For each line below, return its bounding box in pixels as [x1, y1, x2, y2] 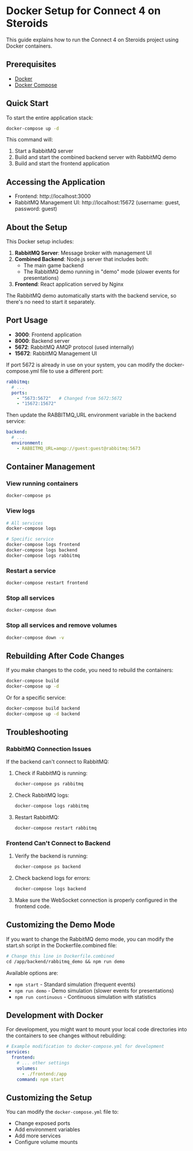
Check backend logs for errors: [14, 875, 91, 882]
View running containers [6, 479, 78, 488]
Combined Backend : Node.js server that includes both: [14, 256, 149, 263]
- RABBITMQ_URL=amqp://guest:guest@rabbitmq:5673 [16, 445, 141, 451]
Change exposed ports [14, 1120, 71, 1127]
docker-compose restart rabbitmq [14, 825, 97, 831]
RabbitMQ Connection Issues [6, 745, 92, 753]
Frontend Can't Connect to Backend [6, 839, 111, 847]
